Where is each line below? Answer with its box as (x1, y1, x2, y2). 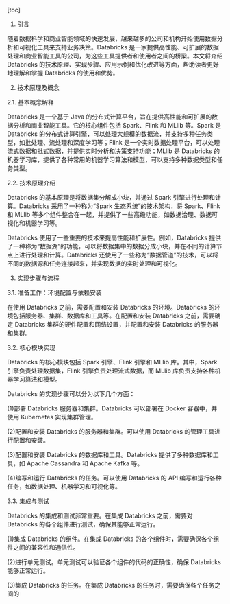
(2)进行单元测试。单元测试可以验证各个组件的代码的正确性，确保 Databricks (7, 558, 221, 566)
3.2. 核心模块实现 (7, 343, 56, 351)
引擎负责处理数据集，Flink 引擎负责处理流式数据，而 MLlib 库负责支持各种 (7, 367, 215, 375)
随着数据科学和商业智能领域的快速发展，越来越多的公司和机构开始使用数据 (7, 34, 217, 43)
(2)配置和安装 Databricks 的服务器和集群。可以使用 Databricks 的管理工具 (7, 428, 215, 435)
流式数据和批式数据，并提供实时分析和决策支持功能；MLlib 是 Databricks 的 (7, 147, 220, 155)
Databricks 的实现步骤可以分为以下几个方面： (7, 390, 136, 397)
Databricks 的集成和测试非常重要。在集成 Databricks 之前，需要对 (7, 511, 193, 520)
